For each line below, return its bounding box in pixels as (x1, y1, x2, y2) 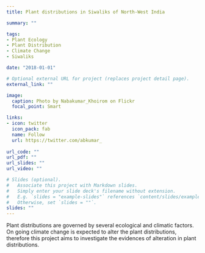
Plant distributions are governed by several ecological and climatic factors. (6, 222, 194, 229)
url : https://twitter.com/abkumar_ (12, 137, 103, 143)
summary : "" (6, 20, 37, 26)
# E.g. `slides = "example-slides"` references (6, 193, 135, 200)
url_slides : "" (6, 160, 45, 166)
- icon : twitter (6, 120, 48, 127)
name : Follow (12, 132, 45, 138)
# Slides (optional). (6, 177, 62, 183)
